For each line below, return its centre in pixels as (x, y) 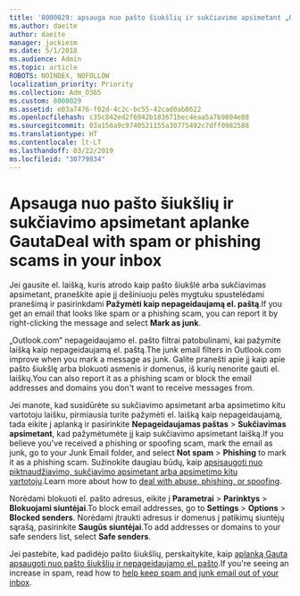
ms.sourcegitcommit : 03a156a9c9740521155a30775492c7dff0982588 (129, 126)
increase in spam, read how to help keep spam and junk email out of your (144, 573)
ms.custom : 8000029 (46, 101)
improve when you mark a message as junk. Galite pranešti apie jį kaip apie (147, 360)
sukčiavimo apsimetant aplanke (129, 222)
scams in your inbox (86, 260)
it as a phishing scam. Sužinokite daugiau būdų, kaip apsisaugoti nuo (136, 463)
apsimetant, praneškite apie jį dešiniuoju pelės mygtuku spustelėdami (137, 294)
